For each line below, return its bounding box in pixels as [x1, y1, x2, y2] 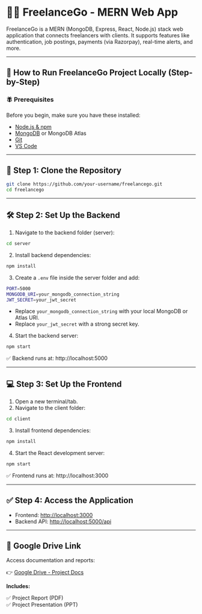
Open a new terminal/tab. [14, 398, 78, 405]
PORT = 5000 [6, 285, 31, 291]
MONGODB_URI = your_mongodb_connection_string [6, 291, 120, 297]
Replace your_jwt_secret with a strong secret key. [14, 320, 139, 327]
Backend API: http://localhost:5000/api [14, 518, 112, 525]
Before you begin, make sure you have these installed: [6, 111, 141, 119]
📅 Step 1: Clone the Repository [6, 166, 122, 176]
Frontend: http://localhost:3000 [14, 511, 93, 518]
